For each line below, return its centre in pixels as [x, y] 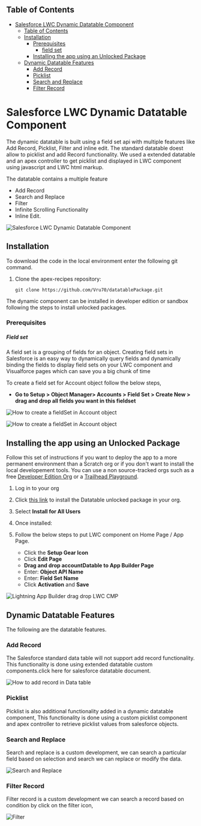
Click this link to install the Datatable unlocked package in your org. [98, 500]
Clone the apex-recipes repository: [58, 279]
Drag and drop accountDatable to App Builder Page [89, 566]
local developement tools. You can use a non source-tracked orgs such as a [100, 470]
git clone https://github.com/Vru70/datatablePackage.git [89, 290]
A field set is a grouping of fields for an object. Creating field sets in [90, 352]
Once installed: [33, 523]
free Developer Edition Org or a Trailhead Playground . [73, 477]
